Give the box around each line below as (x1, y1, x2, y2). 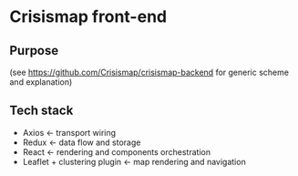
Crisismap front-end (9, 6, 167, 27)
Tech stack (9, 103, 74, 119)
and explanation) (9, 77, 73, 88)
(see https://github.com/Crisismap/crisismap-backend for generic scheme (9, 67, 290, 78)
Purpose (9, 43, 59, 58)
